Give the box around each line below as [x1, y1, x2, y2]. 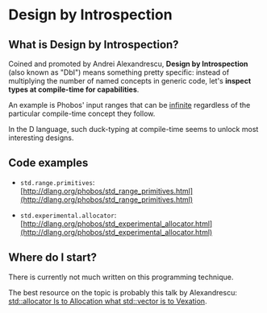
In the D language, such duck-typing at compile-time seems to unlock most [8, 125, 259, 134]
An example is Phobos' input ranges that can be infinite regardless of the [8, 101, 251, 109]
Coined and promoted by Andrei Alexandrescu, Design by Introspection [8, 59, 248, 68]
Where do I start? [8, 251, 98, 265]
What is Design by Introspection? [8, 38, 179, 51]
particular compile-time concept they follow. [8, 109, 156, 118]
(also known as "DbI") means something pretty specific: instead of [8, 68, 230, 77]
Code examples [8, 156, 89, 170]
